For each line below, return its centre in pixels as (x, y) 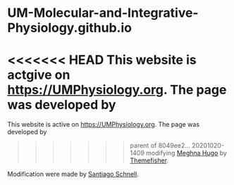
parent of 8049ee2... (160, 146)
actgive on (39, 75)
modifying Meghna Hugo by (186, 153)
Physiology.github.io (70, 28)
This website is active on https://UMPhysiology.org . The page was (103, 125)
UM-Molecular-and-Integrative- (103, 13)
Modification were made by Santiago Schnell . (73, 174)
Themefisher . (149, 160)
